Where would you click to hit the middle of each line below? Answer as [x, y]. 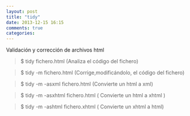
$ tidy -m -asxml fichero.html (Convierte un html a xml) [87, 84]
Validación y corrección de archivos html [55, 50]
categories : [20, 33]
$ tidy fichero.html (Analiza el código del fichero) [79, 62]
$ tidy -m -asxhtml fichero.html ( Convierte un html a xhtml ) [93, 95]
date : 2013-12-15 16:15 [35, 22]
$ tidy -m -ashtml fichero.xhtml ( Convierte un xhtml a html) [92, 107]
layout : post [22, 11]
